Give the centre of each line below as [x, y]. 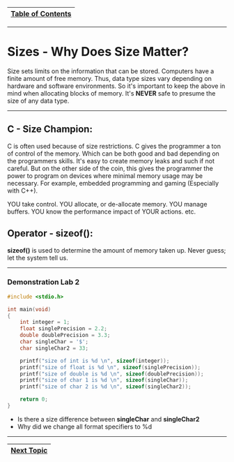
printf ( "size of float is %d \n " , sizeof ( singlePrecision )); [110, 367]
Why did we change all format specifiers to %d [85, 426]
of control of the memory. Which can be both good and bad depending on [113, 154]
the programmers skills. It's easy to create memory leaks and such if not [111, 161]
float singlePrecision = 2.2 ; [64, 329]
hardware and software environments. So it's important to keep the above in [116, 86]
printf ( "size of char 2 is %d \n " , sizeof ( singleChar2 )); [106, 387]
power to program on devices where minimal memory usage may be [105, 176]
